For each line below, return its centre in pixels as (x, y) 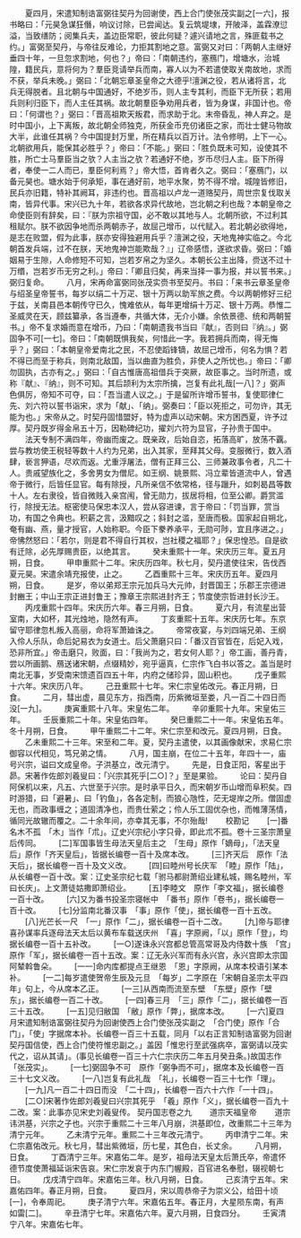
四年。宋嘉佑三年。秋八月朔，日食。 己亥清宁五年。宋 (181, 1179)
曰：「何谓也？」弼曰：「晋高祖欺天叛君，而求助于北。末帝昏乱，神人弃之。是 (150, 114)
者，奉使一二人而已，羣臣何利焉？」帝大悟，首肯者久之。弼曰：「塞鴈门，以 (149, 170)
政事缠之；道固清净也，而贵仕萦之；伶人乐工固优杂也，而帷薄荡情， (166, 809)
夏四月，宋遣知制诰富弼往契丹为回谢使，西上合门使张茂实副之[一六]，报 (157, 13)
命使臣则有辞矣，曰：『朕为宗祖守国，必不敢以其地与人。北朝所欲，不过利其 (149, 215)
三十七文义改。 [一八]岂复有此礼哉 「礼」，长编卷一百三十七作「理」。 (145, 1078)
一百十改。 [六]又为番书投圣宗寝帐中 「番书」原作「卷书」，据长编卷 (143, 899)
